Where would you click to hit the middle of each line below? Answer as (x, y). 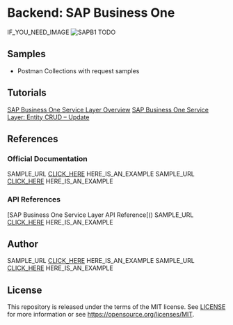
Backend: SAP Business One (91, 13)
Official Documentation (48, 158)
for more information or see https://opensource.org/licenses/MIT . (101, 315)
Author (23, 244)
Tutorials (27, 93)
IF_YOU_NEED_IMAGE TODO (62, 32)
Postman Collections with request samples (78, 70)
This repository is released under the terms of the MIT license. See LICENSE (116, 307)
